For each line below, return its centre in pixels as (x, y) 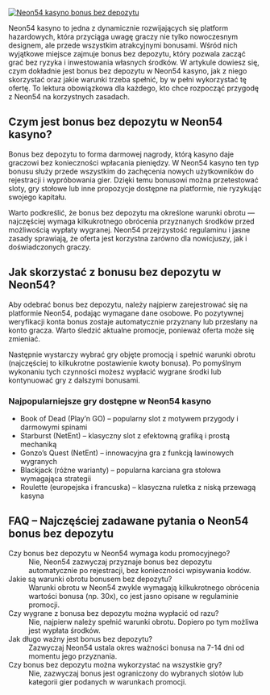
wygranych (39, 461)
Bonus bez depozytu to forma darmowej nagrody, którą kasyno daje (121, 154)
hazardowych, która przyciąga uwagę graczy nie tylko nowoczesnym (123, 37)
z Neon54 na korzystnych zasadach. (69, 96)
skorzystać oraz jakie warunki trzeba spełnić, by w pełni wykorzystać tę (128, 80)
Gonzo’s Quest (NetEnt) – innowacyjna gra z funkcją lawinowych (127, 453)
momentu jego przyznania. (73, 656)
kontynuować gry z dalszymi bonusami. (75, 380)
